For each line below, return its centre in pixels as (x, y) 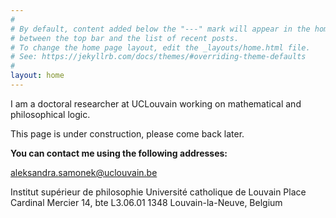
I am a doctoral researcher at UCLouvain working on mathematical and (156, 103)
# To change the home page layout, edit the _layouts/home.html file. (160, 47)
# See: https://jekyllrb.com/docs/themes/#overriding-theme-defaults (158, 57)
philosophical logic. (50, 114)
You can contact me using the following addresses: (119, 153)
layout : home (37, 76)
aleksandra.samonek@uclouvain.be (84, 172)
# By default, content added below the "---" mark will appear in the (160, 29)
